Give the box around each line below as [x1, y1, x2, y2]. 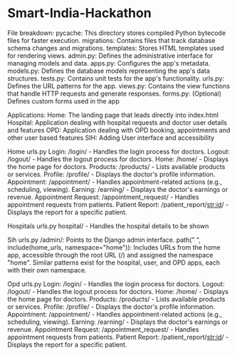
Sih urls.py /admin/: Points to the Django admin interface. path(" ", [7, 235, 201, 244]
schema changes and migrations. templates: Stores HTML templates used [7, 44, 224, 52]
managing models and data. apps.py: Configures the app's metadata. [7, 59, 211, 67]
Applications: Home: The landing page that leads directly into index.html [7, 111, 219, 119]
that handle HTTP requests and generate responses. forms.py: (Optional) [7, 89, 222, 98]
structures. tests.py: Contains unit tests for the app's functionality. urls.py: [7, 73, 225, 83]
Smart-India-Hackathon [7, 5, 152, 21]
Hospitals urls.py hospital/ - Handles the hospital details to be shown [7, 221, 209, 230]
